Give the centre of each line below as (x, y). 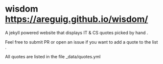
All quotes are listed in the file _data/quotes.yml (53, 56)
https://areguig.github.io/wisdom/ (77, 19)
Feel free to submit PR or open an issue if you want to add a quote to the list (81, 42)
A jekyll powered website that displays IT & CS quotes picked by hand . (77, 32)
